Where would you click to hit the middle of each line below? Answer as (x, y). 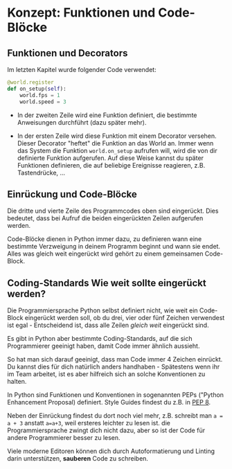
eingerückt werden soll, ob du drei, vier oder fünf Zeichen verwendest (125, 318)
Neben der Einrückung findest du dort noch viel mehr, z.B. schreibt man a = (115, 416)
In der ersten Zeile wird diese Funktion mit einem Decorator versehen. (117, 136)
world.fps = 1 (40, 95)
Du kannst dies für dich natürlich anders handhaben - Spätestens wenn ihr (114, 367)
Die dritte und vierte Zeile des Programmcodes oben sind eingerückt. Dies (113, 211)
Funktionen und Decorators (68, 53)
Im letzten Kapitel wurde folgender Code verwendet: (82, 70)
